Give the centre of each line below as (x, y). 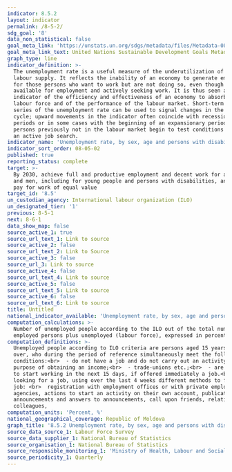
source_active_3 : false (41, 258)
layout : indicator (33, 20)
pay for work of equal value (55, 188)
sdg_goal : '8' (28, 33)
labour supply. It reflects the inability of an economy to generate (115, 78)
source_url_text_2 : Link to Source (58, 252)
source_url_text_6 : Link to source (58, 303)
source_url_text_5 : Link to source (58, 290)
